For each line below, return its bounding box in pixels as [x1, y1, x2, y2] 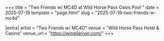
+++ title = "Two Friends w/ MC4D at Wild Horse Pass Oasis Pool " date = [5, 5, 159, 10]
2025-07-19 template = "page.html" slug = [5, 10, 95, 16]
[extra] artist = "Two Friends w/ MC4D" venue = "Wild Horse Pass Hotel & [5, 25, 159, 31]
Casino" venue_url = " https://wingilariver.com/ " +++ [5, 30, 114, 36]
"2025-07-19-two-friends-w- [95, 10, 156, 16]
